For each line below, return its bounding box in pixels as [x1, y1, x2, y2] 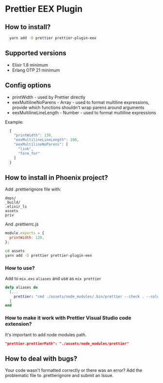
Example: [5, 119, 24, 125]
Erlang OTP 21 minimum [12, 67, 60, 73]
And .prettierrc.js [5, 221, 39, 227]
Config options [5, 81, 51, 89]
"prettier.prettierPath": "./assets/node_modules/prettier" [5, 341, 130, 346]
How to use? [5, 264, 35, 271]
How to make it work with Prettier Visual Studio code [5, 314, 131, 321]
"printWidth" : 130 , [14, 133, 53, 138]
